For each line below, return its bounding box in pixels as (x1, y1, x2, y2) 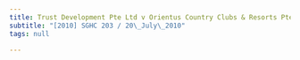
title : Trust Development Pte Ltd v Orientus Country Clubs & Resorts (9, 12, 278, 22)
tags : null (9, 29, 50, 38)
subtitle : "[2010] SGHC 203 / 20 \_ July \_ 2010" (9, 21, 186, 30)
